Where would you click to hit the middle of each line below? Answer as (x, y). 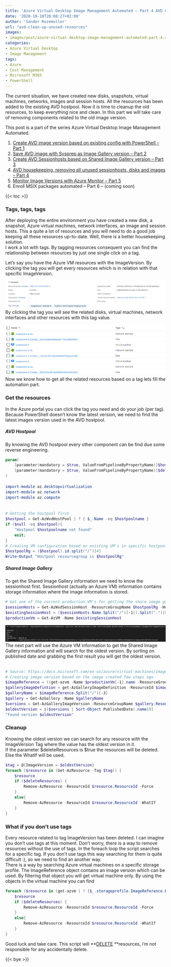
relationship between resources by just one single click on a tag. (73, 253)
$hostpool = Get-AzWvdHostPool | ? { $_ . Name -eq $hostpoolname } (77, 519)
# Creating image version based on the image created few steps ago (79, 677)
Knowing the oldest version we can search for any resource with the (77, 739)
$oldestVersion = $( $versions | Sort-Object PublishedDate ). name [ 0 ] (79, 709)
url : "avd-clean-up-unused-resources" (46, 27)
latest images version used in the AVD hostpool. (55, 420)
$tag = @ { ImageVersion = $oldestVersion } (50, 765)
